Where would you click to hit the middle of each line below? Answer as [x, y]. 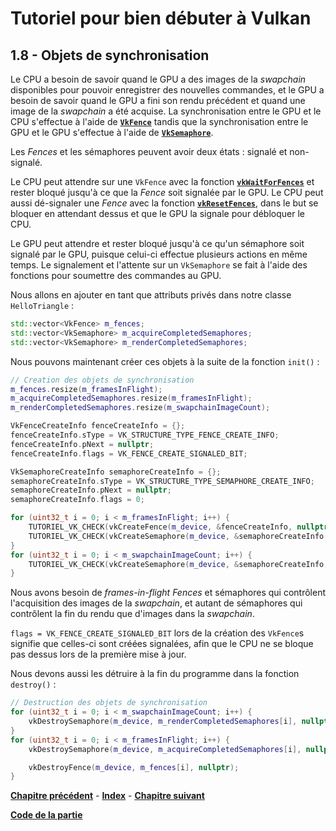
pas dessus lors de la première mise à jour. [98, 654]
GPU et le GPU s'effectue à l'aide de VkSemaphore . [112, 132]
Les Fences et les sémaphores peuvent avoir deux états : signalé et [149, 151]
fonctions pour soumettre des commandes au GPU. [116, 275]
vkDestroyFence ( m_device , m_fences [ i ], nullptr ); [134, 767]
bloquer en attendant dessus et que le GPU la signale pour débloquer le [157, 213]
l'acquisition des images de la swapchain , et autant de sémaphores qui [156, 603]
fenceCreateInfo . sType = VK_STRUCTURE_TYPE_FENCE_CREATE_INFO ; [145, 435]
